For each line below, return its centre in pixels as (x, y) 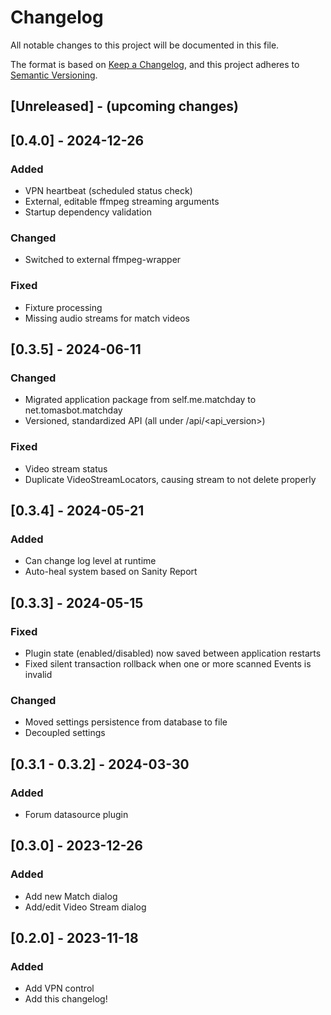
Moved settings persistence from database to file (126, 722)
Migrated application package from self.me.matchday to (140, 400)
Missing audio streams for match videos (107, 318)
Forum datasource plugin (76, 814)
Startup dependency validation (88, 212)
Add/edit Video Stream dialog (85, 907)
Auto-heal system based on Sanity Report (111, 572)
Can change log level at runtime (90, 561)
